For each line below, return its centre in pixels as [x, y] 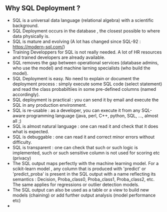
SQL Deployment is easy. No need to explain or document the [76, 78]
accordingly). [26, 94]
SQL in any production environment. [49, 105]
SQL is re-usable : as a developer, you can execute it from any [76, 110]
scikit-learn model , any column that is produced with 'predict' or [79, 169]
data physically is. [31, 36]
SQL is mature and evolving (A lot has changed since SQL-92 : [76, 41]
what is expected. [31, 131]
